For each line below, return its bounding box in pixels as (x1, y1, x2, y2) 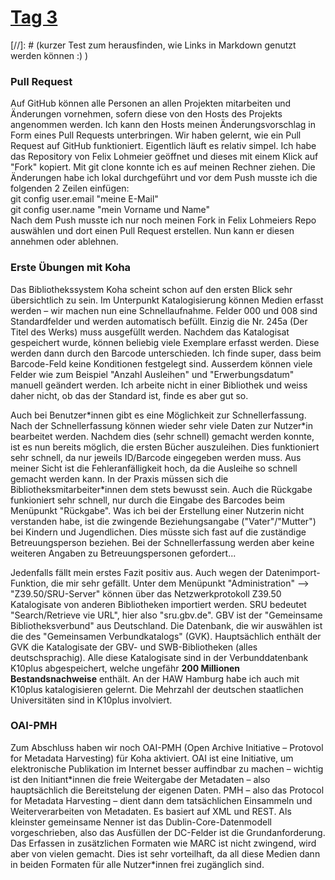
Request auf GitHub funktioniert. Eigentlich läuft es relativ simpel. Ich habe (10, 140, 317, 152)
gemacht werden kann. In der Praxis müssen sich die (10, 472, 229, 485)
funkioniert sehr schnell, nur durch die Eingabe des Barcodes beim (10, 494, 286, 506)
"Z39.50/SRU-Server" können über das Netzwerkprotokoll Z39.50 (10, 587, 282, 600)
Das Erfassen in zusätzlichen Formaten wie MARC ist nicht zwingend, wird (10, 837, 317, 849)
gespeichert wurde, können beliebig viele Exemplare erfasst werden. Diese (10, 336, 320, 348)
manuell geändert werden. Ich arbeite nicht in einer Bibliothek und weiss (10, 379, 308, 391)
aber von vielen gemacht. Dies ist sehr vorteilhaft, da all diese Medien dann (10, 847, 321, 860)
